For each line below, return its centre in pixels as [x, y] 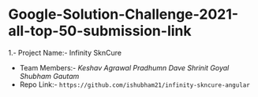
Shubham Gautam [49, 76]
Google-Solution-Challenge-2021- [123, 14]
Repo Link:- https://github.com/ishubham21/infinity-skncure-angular [135, 84]
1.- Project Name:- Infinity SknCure [65, 52]
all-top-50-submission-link [100, 31]
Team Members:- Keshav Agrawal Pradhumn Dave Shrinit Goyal [124, 67]
